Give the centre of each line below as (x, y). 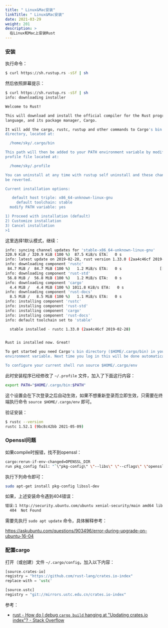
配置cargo (17, 550)
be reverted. (19, 180)
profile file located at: (32, 157)
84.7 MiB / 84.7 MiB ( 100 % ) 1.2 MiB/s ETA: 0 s (64, 269)
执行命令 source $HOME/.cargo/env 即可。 (52, 401)
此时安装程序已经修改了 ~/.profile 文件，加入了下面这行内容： (70, 375)
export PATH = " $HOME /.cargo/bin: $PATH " (45, 385)
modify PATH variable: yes (38, 207)
